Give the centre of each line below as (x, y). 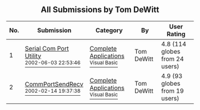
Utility (33, 56)
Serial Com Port (47, 48)
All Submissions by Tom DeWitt (100, 10)
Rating (176, 34)
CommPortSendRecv (54, 84)
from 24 (173, 59)
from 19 (173, 90)
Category (109, 30)
